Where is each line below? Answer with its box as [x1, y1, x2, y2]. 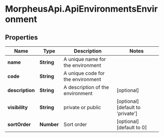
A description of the [63, 84, 109, 91]
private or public [63, 104, 102, 111]
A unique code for [63, 70, 105, 77]
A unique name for [63, 56, 106, 62]
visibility [7, 104, 28, 111]
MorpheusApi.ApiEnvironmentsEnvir [5, 3, 158, 15]
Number [39, 121, 59, 128]
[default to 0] [116, 124, 147, 131]
